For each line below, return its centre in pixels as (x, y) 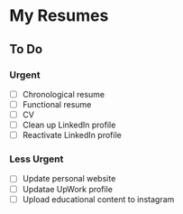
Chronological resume (64, 94)
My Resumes (59, 16)
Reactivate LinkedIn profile (72, 135)
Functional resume (57, 104)
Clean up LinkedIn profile (69, 125)
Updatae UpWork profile (67, 189)
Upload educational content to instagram (98, 199)
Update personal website (69, 179)
